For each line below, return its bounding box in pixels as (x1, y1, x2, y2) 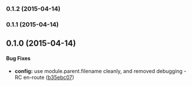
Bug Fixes (6, 54, 31, 61)
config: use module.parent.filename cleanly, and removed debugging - (14, 68, 187, 75)
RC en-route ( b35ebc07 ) (14, 74, 75, 81)
